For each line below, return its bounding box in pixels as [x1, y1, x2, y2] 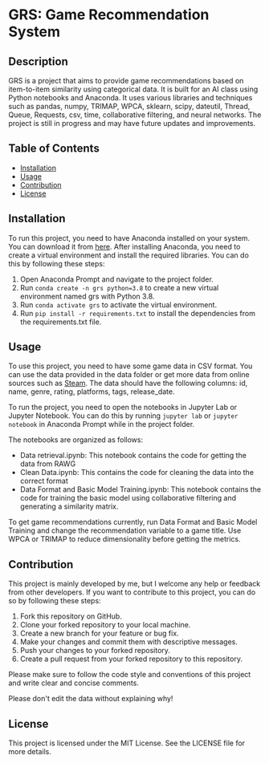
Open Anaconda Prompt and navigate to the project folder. [19, 274, 214, 284]
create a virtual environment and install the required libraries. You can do [8, 250, 249, 260]
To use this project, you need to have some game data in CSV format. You [8, 361, 253, 371]
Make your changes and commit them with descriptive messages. [19, 637, 238, 647]
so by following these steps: [8, 596, 102, 606]
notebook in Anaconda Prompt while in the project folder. [8, 420, 195, 429]
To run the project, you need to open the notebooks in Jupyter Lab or [8, 403, 238, 412]
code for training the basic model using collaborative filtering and [19, 493, 237, 503]
